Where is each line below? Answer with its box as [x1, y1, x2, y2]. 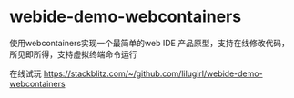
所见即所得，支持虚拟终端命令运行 [9, 48, 137, 60]
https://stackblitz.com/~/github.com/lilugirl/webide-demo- [43, 68, 263, 79]
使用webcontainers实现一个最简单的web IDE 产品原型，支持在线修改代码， [9, 37, 289, 48]
